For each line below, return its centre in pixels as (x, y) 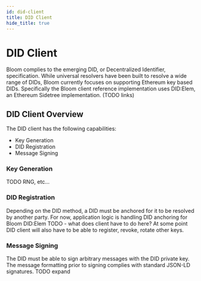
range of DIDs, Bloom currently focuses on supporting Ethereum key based (99, 83)
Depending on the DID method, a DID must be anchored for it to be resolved (100, 210)
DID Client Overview (45, 114)
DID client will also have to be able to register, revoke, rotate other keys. (95, 230)
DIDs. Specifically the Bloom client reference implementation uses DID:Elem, (101, 89)
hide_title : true (28, 23)
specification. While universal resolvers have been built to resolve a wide (97, 76)
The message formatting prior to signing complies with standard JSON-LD (98, 265)
